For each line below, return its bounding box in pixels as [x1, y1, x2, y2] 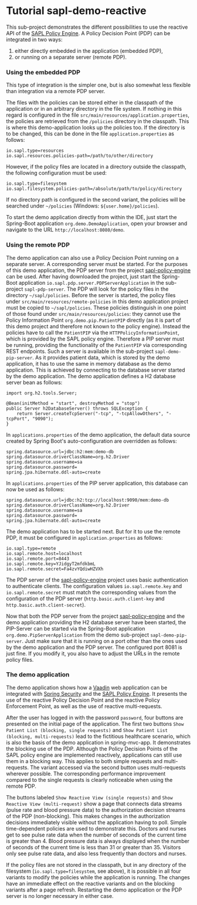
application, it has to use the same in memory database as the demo [6, 360, 171, 367]
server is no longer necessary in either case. [6, 892, 114, 899]
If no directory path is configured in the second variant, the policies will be [6, 196, 186, 203]
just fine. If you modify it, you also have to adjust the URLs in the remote [6, 649, 180, 657]
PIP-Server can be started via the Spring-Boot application [6, 625, 145, 632]
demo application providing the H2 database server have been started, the [6, 618, 186, 625]
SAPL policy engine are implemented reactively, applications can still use [6, 751, 182, 758]
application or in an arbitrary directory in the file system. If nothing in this [6, 106, 182, 113]
